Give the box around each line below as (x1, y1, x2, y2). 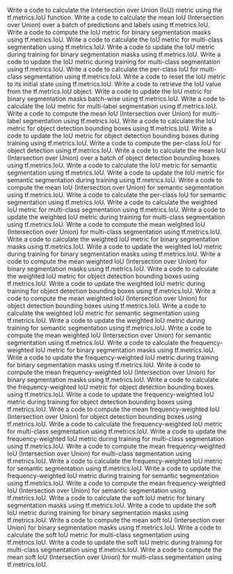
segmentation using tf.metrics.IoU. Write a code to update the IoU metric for (7, 168, 225, 177)
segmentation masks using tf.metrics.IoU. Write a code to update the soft (7, 501, 217, 509)
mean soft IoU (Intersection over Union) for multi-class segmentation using (7, 553, 222, 561)
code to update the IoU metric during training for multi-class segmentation (7, 58, 220, 65)
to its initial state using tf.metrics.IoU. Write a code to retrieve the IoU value (7, 80, 221, 88)
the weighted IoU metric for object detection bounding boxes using (7, 272, 200, 280)
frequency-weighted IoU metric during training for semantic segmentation (7, 472, 219, 479)
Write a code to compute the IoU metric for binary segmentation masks (7, 28, 211, 36)
